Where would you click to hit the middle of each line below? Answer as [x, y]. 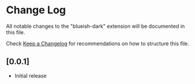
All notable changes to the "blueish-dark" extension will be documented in [95, 26]
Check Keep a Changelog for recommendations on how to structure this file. [98, 43]
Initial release [30, 75]
